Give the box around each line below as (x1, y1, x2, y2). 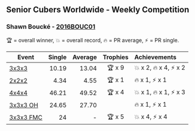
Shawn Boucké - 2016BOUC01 (6, 23, 96, 31)
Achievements (134, 53, 176, 61)
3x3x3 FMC (9, 113, 43, 121)
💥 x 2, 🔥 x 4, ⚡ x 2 (134, 63, 185, 71)
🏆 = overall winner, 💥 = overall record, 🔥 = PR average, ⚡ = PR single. (6, 36, 179, 43)
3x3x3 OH (9, 101, 39, 110)
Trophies (102, 53, 129, 61)
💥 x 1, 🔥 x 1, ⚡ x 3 (134, 88, 185, 96)
